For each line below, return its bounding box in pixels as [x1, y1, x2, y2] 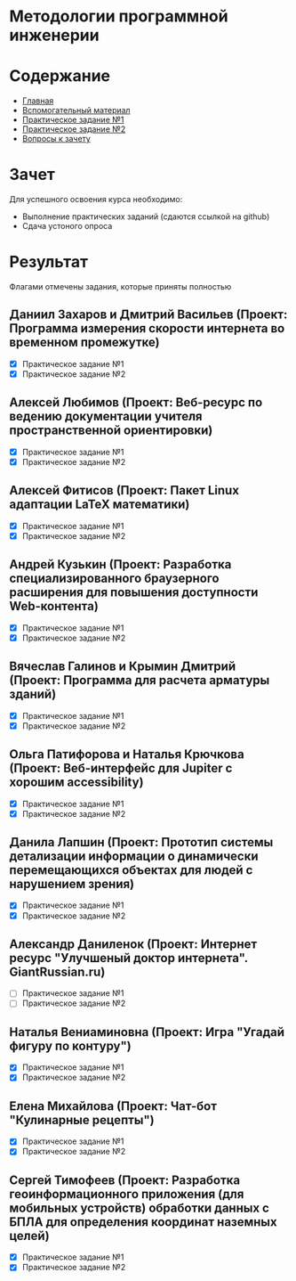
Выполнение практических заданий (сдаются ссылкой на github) [21, 211, 270, 222]
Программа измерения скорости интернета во [9, 321, 285, 336]
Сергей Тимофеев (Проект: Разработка [9, 1172, 241, 1187]
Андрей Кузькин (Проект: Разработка [9, 557, 232, 572]
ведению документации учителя [9, 409, 203, 424]
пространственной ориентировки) [9, 423, 213, 438]
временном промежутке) [9, 335, 160, 350]
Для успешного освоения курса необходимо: [9, 194, 183, 205]
